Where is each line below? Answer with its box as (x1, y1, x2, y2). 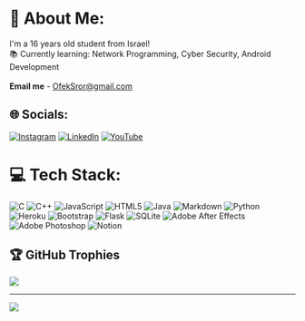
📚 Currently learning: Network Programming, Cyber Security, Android (9, 48, 271, 59)
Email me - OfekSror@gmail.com (9, 81, 133, 92)
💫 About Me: (9, 8, 105, 29)
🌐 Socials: (9, 107, 69, 122)
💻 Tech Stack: (9, 164, 122, 185)
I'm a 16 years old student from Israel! (9, 38, 151, 49)
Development (9, 61, 60, 72)
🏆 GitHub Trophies (9, 248, 121, 263)
